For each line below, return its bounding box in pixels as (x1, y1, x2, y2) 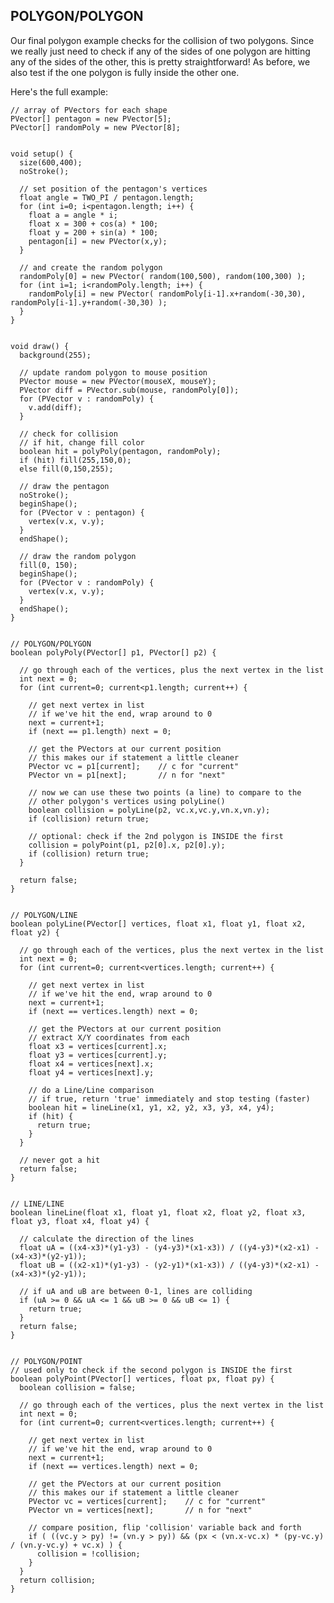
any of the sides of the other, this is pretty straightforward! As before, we (10, 55, 311, 68)
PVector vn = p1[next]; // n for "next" (28, 770, 226, 780)
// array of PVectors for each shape (10, 105, 168, 115)
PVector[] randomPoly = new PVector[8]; (10, 122, 182, 133)
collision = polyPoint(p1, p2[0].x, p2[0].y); (28, 840, 226, 850)
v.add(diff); (28, 402, 83, 413)
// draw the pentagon (19, 481, 110, 491)
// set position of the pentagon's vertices (19, 184, 208, 194)
